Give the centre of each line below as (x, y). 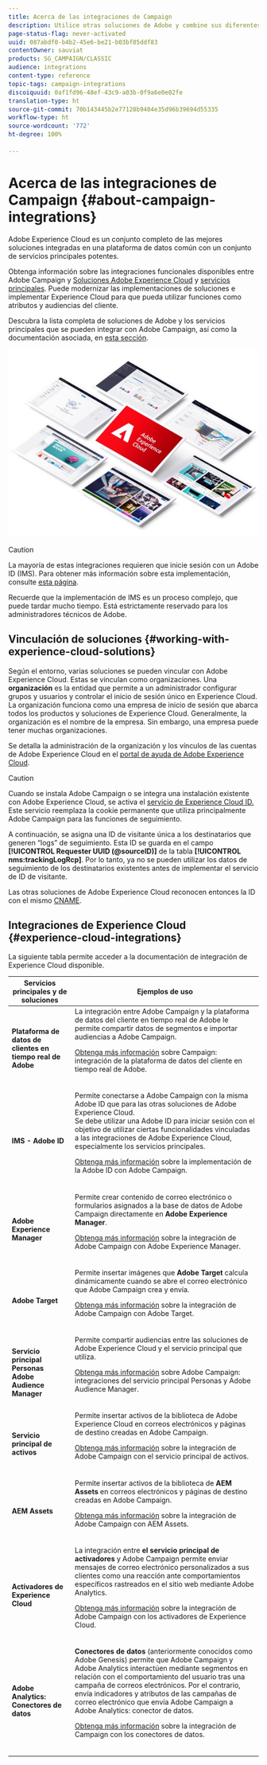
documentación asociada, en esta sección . (78, 338)
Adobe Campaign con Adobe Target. (134, 1313)
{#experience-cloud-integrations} (95, 937)
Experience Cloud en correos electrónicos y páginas (160, 1424)
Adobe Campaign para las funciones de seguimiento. (95, 818)
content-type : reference (49, 76)
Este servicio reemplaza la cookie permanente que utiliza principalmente (127, 810)
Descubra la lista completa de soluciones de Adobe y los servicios (117, 320)
